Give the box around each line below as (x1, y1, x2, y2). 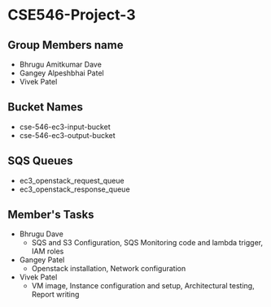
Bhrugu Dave (19, 229, 64, 239)
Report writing (31, 290, 80, 300)
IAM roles (31, 246, 64, 257)
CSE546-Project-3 (7, 6, 136, 24)
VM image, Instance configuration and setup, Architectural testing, (31, 281, 255, 291)
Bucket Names (7, 100, 83, 115)
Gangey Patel (19, 255, 65, 265)
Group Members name (7, 38, 124, 52)
